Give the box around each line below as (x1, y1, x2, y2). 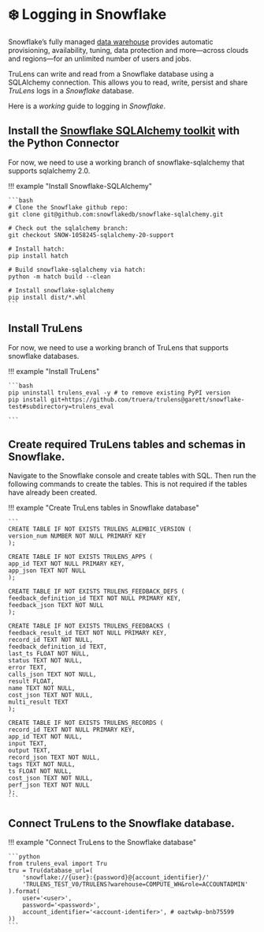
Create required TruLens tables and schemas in (8, 437, 246, 451)
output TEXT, (8, 747, 51, 755)
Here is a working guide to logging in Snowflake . (8, 101, 166, 111)
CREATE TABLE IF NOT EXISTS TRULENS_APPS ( (8, 553, 154, 561)
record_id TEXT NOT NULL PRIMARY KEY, (8, 726, 136, 734)
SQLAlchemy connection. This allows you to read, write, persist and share (8, 77, 248, 87)
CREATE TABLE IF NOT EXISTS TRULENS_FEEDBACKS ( (8, 622, 171, 630)
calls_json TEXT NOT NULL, (8, 670, 97, 679)
